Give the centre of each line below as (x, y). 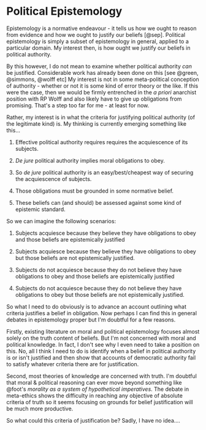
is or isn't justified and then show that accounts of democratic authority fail (101, 358)
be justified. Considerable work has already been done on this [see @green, (102, 72)
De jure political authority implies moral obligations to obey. (90, 160)
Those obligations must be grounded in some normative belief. (94, 191)
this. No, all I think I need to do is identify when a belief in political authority (101, 351)
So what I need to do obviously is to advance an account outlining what (97, 306)
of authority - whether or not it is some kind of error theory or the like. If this (102, 86)
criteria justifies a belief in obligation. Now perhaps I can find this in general (102, 313)
